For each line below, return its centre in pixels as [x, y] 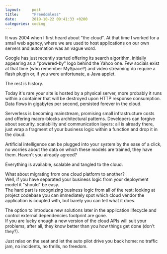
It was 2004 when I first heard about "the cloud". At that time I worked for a [82, 38]
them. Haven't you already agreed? [41, 155]
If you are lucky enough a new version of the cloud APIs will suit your [76, 221]
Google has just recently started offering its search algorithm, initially [76, 58]
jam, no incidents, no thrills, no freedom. [46, 247]
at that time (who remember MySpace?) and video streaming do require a [80, 69]
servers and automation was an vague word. [51, 48]
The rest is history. [24, 84]
